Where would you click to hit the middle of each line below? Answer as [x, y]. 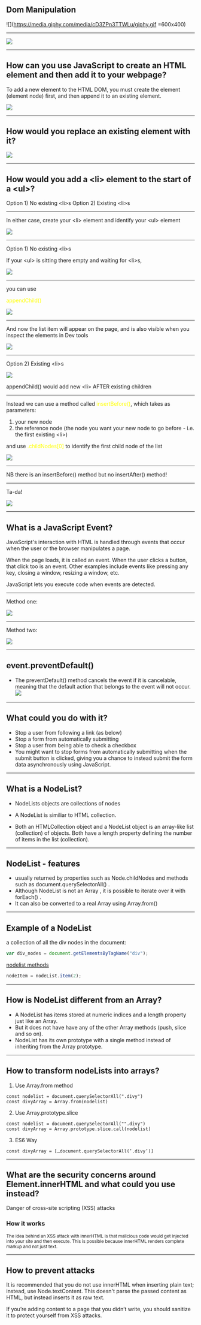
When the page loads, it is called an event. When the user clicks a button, [97, 560]
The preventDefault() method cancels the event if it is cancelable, [95, 680]
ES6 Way [26, 1140]
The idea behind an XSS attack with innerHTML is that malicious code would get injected [97, 1236]
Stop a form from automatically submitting [67, 739]
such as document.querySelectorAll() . [62, 885]
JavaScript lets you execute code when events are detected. [81, 584]
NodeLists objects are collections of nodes [68, 803]
